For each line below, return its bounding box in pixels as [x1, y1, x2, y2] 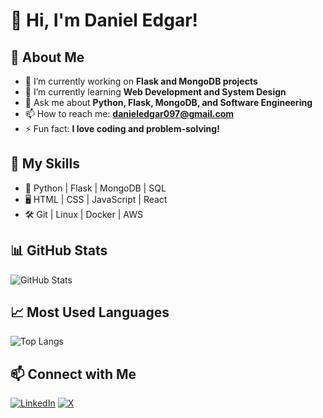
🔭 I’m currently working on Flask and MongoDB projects [24, 75, 258, 87]
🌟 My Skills [10, 155, 80, 173]
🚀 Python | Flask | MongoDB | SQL [24, 182, 167, 194]
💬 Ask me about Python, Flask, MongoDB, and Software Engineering [24, 97, 313, 108]
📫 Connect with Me [10, 365, 137, 383]
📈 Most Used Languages [10, 304, 170, 321]
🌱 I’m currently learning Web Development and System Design [24, 86, 287, 98]
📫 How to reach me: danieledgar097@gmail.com [24, 108, 235, 119]
